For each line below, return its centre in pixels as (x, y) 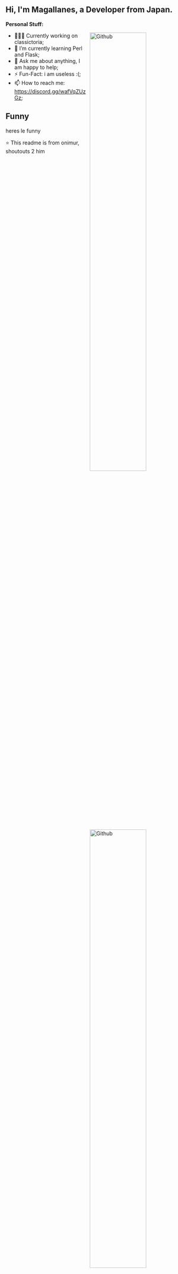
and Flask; (27, 54)
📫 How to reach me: (39, 83)
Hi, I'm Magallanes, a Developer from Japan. (89, 10)
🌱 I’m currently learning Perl (48, 48)
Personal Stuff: (25, 24)
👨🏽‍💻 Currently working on (46, 36)
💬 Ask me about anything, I (47, 61)
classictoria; (29, 42)
